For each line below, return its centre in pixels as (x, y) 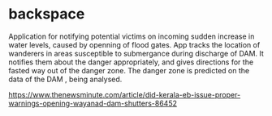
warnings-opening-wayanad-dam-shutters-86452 (93, 103)
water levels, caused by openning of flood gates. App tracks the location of (134, 44)
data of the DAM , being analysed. (65, 79)
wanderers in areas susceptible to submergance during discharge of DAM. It (136, 53)
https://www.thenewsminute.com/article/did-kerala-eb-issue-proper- (125, 94)
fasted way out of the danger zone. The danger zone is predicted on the (129, 70)
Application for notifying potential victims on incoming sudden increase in (132, 36)
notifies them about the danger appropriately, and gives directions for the (131, 62)
